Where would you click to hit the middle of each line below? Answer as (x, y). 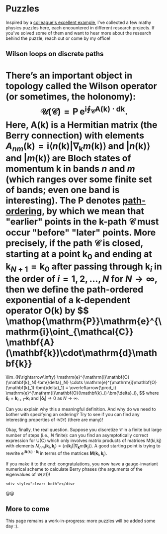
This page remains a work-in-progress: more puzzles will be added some (81, 521)
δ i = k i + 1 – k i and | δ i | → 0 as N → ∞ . (42, 399)
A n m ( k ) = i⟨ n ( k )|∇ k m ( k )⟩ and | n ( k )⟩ (78, 147)
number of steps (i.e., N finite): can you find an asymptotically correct (77, 435)
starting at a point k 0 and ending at (79, 255)
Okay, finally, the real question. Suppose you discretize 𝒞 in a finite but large (84, 430)
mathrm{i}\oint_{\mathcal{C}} (70, 332)
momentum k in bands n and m (70, 169)
